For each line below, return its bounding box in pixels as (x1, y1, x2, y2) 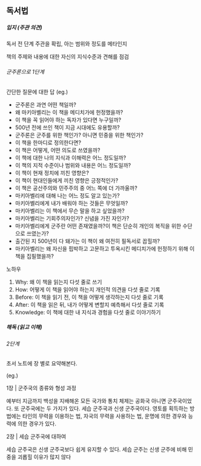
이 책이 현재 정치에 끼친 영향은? (15, 169, 90, 176)
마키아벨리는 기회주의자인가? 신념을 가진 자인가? (15, 215, 130, 222)
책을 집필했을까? (15, 252, 54, 259)
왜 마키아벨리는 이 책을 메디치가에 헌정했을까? (15, 108, 124, 116)
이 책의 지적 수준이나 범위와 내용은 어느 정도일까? (15, 161, 131, 168)
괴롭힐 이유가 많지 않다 (17, 453, 71, 461)
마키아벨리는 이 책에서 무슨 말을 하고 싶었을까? (15, 207, 125, 214)
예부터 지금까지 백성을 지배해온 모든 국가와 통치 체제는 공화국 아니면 (6, 398, 166, 405)
